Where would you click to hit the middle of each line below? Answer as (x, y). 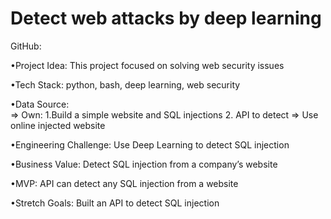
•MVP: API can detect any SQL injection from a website (124, 183)
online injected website (58, 125)
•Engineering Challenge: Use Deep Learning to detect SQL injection (150, 144)
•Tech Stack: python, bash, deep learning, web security (125, 84)
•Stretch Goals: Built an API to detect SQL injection (115, 203)
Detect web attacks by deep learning (166, 18)
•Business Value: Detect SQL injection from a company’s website (144, 164)
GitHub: (26, 46)
